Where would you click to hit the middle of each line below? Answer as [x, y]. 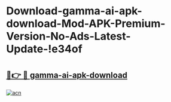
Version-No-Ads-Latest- [68, 36]
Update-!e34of [44, 49]
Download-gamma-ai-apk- [74, 11]
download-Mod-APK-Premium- [86, 24]
